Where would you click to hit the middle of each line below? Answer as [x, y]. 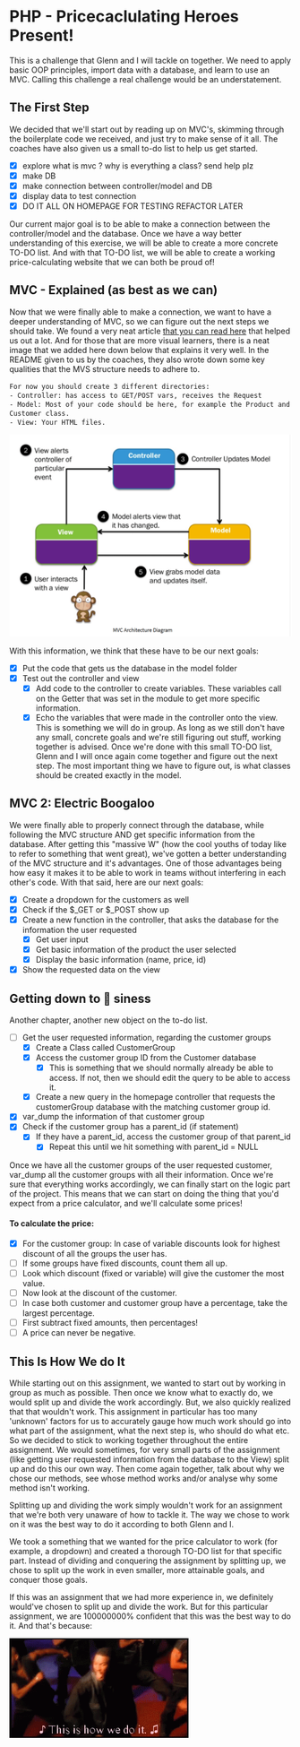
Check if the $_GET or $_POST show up [96, 909]
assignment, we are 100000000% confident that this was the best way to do [150, 1616]
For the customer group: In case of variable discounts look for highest [151, 1243]
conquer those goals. [48, 1579]
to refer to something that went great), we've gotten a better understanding [148, 853]
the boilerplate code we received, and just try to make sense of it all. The [144, 138]
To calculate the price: [52, 1224]
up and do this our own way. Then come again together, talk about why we [147, 1468]
